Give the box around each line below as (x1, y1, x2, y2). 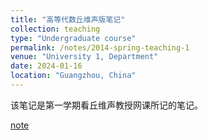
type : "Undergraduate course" (10, 33, 137, 43)
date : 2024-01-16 (10, 61, 83, 71)
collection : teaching (10, 24, 101, 34)
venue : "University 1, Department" (10, 52, 159, 62)
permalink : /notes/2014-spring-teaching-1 (10, 42, 190, 53)
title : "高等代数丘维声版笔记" (10, 14, 126, 25)
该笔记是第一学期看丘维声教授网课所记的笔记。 (10, 99, 203, 111)
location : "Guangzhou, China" (10, 71, 137, 81)
